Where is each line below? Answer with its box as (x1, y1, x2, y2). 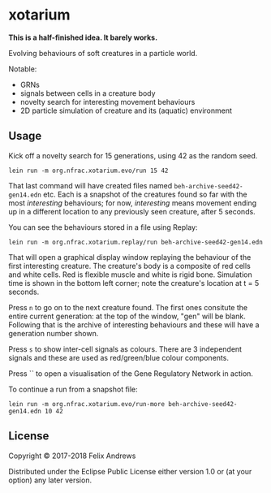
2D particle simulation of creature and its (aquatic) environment (19, 106, 233, 115)
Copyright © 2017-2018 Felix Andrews (8, 451, 136, 461)
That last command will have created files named (8, 180, 173, 190)
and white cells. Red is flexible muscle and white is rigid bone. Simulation (8, 270, 253, 279)
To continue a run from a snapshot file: (8, 384, 138, 394)
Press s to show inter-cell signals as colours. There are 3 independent (8, 344, 242, 354)
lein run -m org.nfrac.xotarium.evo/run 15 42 (8, 166, 169, 175)
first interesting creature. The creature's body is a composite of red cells (8, 261, 252, 270)
